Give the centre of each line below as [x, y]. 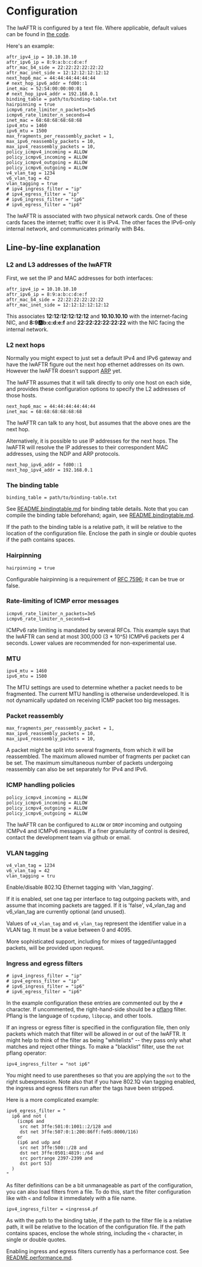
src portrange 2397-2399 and [56, 1158]
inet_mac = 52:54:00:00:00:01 [44, 89]
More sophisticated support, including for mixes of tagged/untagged [91, 941]
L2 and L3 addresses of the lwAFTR [59, 265]
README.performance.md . [40, 1258]
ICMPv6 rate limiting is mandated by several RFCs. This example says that [98, 630]
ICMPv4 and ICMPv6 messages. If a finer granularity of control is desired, [98, 831]
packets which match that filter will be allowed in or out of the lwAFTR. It [96, 1034]
